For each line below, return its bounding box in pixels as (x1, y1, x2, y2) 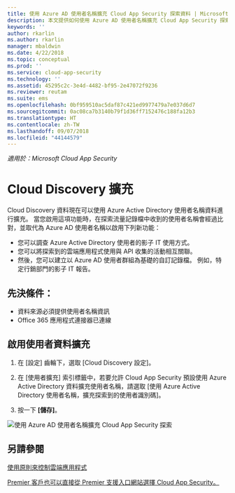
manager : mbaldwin (7, 43, 61, 50)
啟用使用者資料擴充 (7, 338, 90, 351)
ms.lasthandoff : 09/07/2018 (7, 128, 90, 135)
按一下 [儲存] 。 (17, 405, 62, 414)
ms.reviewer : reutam (7, 88, 68, 95)
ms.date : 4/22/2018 (7, 50, 64, 57)
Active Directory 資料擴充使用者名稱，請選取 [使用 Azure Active (17, 381, 201, 390)
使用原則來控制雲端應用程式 (7, 463, 87, 471)
